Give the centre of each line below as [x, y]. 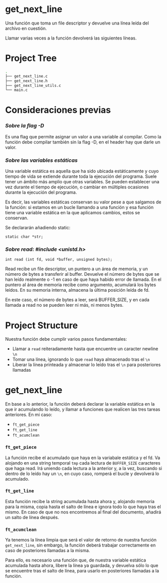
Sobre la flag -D [25, 126]
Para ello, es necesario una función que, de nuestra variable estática [76, 560]
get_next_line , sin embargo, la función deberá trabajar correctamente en [81, 545]
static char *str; [24, 237]
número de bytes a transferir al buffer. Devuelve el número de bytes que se [82, 274]
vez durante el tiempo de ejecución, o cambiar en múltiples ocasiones [77, 187]
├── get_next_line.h [27, 81]
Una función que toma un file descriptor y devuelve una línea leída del [77, 23]
